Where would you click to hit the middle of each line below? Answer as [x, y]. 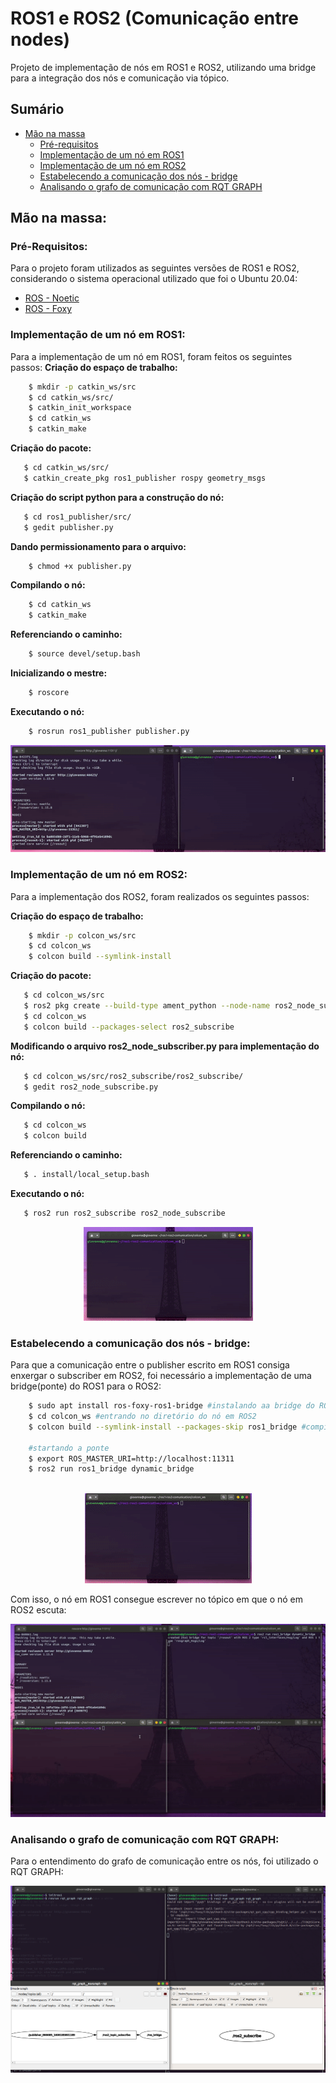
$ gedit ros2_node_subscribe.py [91, 1087]
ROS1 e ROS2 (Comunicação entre [154, 18]
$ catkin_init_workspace [80, 408]
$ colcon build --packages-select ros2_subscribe [129, 1027]
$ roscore [49, 693]
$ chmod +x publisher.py [80, 566]
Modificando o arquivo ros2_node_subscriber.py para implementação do [165, 1046]
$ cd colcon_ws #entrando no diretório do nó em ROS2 [142, 1417]
